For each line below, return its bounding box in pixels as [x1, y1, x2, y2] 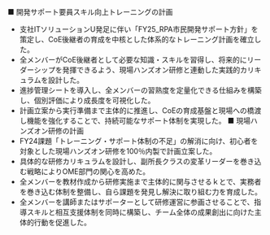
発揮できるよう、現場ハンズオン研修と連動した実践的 [62, 65, 241, 75]
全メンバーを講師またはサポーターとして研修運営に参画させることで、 [19, 198, 255, 207]
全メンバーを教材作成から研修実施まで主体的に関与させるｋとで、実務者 [19, 177, 262, 186]
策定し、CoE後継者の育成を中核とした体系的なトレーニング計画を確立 [19, 35, 255, 44]
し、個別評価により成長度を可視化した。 [19, 96, 155, 105]
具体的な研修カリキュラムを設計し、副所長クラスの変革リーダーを [19, 157, 241, 166]
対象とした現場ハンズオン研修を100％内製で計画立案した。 [19, 146, 217, 156]
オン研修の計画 [33, 126, 85, 136]
